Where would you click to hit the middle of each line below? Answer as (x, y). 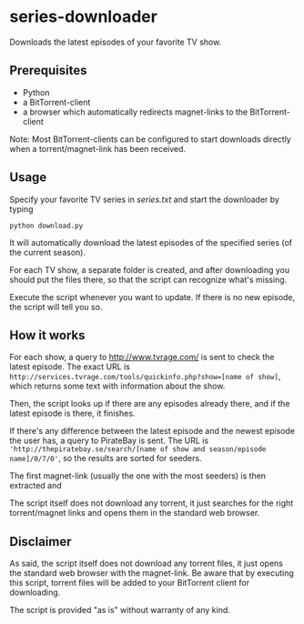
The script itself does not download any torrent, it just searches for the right (152, 503)
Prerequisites (48, 70)
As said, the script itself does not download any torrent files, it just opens (147, 564)
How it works (47, 335)
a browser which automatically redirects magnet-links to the (135, 112)
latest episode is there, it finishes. (72, 413)
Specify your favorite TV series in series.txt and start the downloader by (145, 199)
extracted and (35, 486)
